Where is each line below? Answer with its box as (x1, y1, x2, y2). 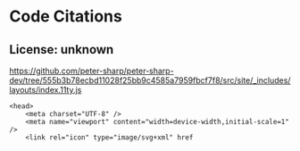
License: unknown (9, 42, 114, 57)
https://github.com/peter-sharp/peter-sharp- (9, 65, 174, 76)
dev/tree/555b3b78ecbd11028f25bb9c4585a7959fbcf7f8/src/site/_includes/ (9, 75, 291, 86)
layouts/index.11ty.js (9, 85, 82, 95)
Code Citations (9, 6, 122, 27)
